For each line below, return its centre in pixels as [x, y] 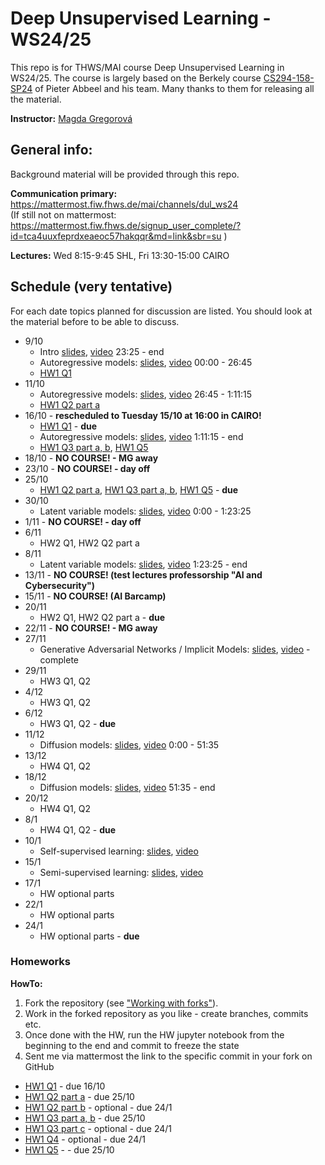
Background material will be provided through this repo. [125, 174]
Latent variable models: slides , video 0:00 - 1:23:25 [145, 511]
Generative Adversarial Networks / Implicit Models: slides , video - [175, 649]
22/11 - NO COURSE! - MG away [91, 628]
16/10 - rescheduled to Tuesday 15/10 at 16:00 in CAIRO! [143, 415]
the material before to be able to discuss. [95, 321]
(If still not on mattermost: [63, 214]
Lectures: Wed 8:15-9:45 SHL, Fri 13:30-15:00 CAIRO [120, 255]
